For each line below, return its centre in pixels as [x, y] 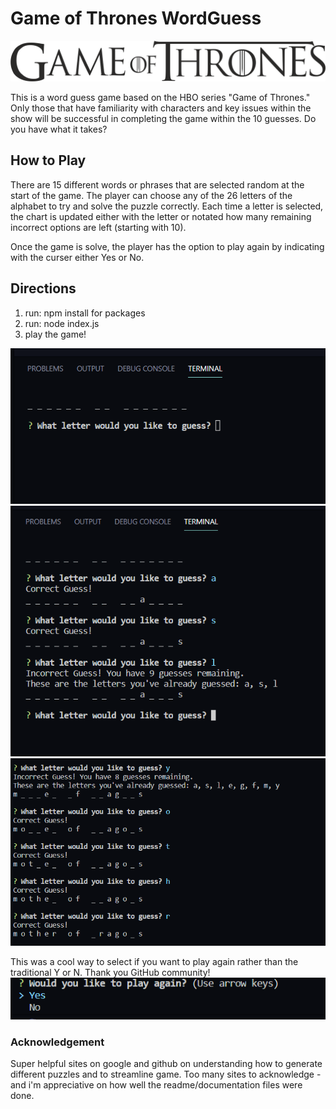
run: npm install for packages [85, 313]
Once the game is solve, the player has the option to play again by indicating [167, 246]
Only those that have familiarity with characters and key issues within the [161, 108]
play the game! [55, 334]
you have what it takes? [59, 129]
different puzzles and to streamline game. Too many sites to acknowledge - [166, 1074]
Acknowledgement [57, 1042]
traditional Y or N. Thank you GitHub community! [110, 972]
